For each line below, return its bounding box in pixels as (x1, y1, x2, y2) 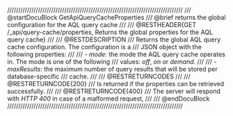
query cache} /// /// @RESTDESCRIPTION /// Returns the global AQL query (7, 35, 221, 44)
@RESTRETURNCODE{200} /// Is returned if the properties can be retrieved (7, 80, 225, 88)
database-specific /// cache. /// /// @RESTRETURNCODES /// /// (7, 72, 191, 81)
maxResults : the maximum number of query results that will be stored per (7, 65, 218, 73)
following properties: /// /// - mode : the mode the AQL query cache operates (7, 50, 226, 58)
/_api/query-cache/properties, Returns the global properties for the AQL (7, 28, 214, 36)
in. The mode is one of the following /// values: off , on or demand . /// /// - (7, 58, 217, 65)
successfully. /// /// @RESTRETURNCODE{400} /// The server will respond (7, 87, 221, 95)
